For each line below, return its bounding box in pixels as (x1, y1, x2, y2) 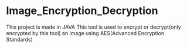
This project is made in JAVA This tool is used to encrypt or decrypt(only (6, 23, 182, 30)
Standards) (6, 36, 33, 43)
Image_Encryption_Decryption (6, 4, 158, 18)
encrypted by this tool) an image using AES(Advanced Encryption (6, 29, 165, 36)
